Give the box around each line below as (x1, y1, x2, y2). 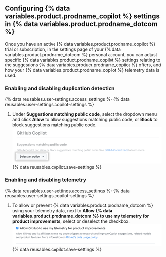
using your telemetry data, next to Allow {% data (12, 207, 112, 213)
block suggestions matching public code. (12, 122, 97, 128)
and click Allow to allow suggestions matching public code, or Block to (12, 117, 158, 123)
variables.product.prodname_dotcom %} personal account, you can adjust (5, 51, 157, 57)
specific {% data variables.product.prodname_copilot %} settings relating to (5, 57, 161, 63)
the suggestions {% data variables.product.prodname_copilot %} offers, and (5, 62, 161, 68)
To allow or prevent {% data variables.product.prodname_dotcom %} (12, 202, 154, 208)
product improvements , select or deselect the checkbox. (12, 218, 130, 224)
